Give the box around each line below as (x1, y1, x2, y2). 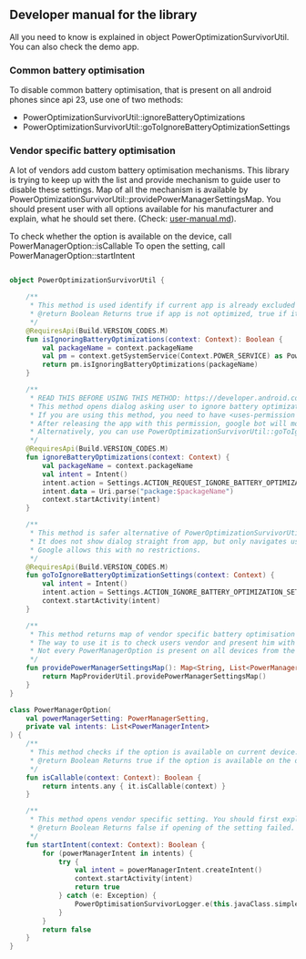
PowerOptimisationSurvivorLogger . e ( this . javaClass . (74, 899, 275, 909)
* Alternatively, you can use (29, 427, 145, 436)
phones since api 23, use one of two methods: (9, 95, 184, 106)
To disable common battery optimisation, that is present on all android (9, 85, 271, 96)
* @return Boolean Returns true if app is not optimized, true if (29, 310, 287, 319)
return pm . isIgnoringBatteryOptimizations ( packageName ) (42, 360, 259, 370)
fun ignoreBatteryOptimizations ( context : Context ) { (25, 453, 230, 463)
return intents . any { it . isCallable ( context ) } (42, 781, 226, 791)
